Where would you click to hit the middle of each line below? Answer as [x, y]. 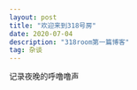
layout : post [33, 17]
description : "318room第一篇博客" [69, 42]
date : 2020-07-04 [41, 34]
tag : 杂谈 [26, 50]
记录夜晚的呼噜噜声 [44, 77]
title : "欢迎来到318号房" [53, 26]
